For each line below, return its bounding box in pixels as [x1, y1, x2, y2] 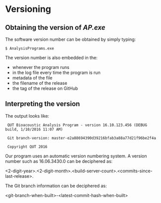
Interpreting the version [5, 100, 80, 108]
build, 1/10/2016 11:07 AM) [5, 127, 63, 132]
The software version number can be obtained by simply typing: [5, 36, 136, 42]
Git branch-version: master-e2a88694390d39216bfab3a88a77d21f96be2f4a [7, 135, 156, 140]
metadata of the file [12, 75, 53, 80]
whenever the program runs [12, 65, 69, 70]
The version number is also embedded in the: [5, 55, 98, 61]
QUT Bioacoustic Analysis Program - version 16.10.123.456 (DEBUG [7, 123, 148, 128]
